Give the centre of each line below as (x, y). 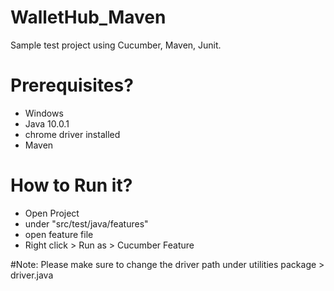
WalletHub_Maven (88, 17)
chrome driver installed (72, 134)
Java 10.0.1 (47, 123)
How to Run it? (71, 185)
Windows (44, 113)
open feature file (59, 234)
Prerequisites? (72, 85)
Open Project (52, 213)
